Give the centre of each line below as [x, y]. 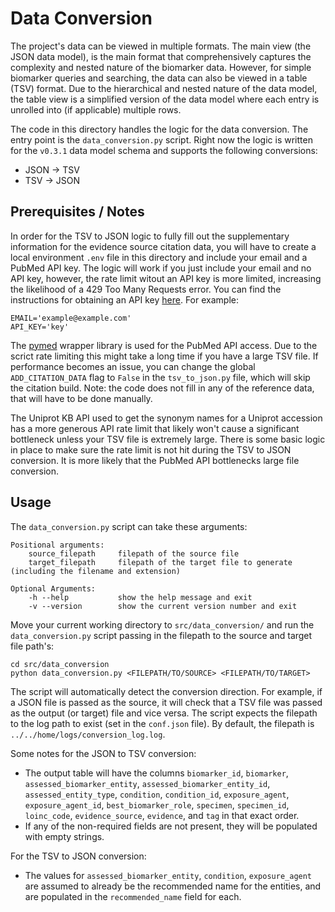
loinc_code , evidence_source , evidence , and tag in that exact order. [162, 815]
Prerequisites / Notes [77, 212]
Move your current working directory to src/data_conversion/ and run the [162, 624]
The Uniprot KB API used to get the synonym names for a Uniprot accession [166, 418]
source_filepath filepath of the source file [134, 553]
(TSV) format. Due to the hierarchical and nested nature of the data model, [164, 88]
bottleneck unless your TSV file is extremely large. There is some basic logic [168, 439]
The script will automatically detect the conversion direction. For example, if [166, 691]
